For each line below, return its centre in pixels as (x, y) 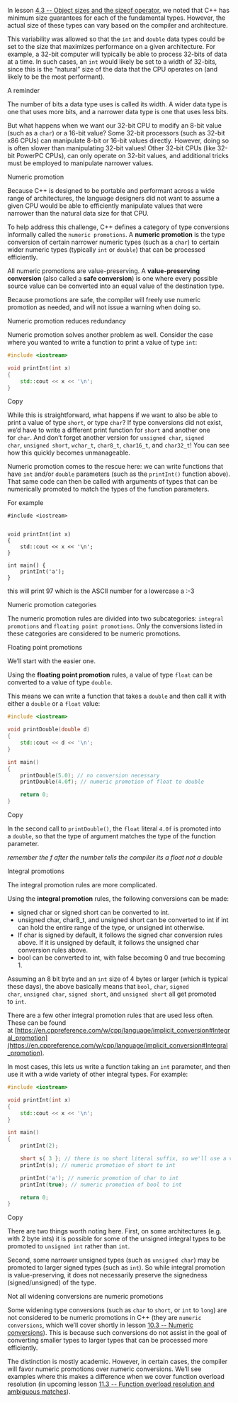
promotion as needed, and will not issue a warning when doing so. (104, 307)
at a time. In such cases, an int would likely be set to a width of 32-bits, (112, 62)
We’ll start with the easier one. (51, 661)
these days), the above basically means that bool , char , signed (98, 986)
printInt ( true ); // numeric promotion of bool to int (101, 1185)
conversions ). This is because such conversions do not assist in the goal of (117, 1333)
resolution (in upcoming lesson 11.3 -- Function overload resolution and (111, 1384)
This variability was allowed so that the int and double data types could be (116, 39)
